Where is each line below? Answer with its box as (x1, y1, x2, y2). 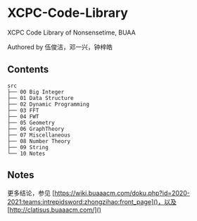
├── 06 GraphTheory (7, 125, 65, 132)
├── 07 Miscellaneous (7, 132, 71, 139)
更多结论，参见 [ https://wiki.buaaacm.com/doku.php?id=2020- (7, 189, 190, 197)
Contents (7, 63, 49, 75)
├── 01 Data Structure (7, 94, 74, 101)
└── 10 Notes (7, 150, 46, 157)
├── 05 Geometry (7, 119, 55, 126)
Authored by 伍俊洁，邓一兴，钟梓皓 (7, 42, 113, 51)
